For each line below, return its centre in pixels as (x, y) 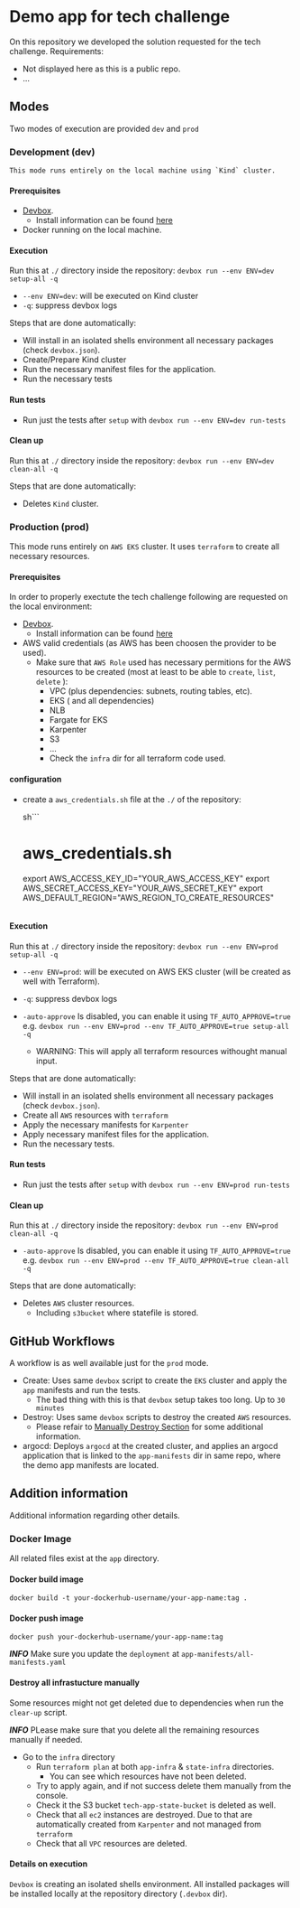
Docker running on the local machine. (92, 230)
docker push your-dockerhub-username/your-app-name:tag (116, 1637)
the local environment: (51, 606)
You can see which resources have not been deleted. (148, 1776)
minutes (50, 1408)
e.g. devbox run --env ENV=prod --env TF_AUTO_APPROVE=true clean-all (156, 1260)
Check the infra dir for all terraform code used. (138, 758)
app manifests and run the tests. (82, 1389)
